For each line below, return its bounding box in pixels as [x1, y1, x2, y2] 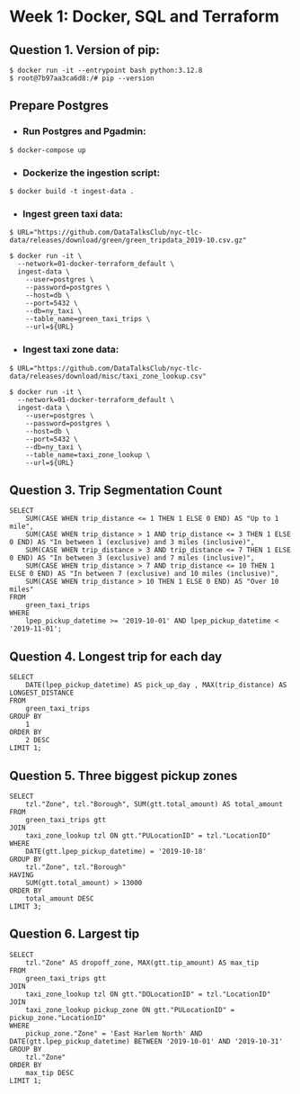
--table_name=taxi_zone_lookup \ [25, 450, 151, 460]
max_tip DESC [25, 1068, 75, 1077]
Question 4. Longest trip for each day [9, 649, 223, 664]
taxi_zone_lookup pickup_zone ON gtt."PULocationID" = [25, 1005, 235, 1014]
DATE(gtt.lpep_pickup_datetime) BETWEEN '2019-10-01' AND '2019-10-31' [9, 1036, 283, 1045]
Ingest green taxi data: [22, 207, 124, 220]
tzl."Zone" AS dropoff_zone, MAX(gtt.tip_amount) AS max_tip [25, 958, 259, 967]
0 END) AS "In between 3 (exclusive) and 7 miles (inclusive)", [9, 553, 255, 563]
